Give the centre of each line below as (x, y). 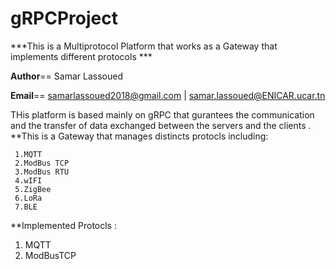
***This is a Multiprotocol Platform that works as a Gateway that (144, 46)
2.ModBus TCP (42, 163)
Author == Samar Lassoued (66, 76)
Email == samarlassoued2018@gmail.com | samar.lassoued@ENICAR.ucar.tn (168, 95)
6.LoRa (28, 198)
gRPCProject (64, 18)
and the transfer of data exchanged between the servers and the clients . (161, 125)
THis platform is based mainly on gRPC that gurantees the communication (162, 114)
